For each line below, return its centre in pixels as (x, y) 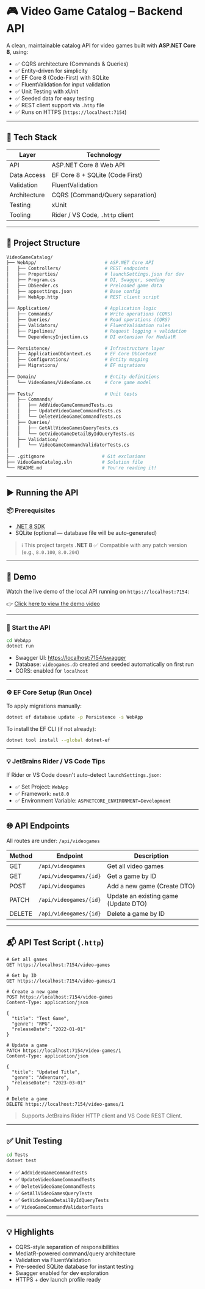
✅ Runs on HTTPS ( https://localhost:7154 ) (71, 112)
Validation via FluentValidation (53, 1260)
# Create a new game (33, 992)
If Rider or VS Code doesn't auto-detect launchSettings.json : (84, 774)
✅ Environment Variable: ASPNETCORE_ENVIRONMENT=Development (93, 800)
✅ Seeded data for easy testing (55, 98)
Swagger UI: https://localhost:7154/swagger (70, 658)
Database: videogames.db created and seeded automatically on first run (104, 664)
